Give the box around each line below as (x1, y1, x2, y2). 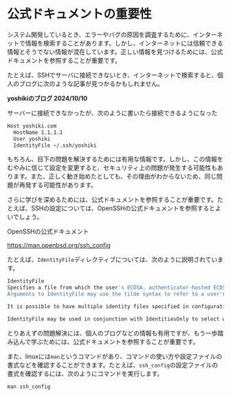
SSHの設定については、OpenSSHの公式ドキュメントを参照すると (30, 204, 215, 212)
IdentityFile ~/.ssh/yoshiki (13, 142, 97, 149)
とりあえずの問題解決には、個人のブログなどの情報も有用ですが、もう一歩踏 (7, 329, 224, 337)
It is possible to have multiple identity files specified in (7, 303, 189, 310)
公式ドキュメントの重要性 (7, 6, 153, 22)
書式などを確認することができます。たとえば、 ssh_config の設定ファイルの (7, 360, 219, 369)
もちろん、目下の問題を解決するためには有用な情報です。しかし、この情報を (7, 155, 223, 163)
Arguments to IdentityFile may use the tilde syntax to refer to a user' (7, 291, 223, 298)
